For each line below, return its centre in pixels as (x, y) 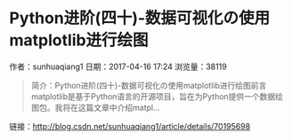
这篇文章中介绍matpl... (119, 107)
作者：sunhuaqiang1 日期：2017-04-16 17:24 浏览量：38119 (118, 66)
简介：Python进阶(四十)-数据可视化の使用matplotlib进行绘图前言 (149, 85)
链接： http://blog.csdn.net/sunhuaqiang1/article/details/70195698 (130, 126)
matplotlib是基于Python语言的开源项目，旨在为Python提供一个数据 (153, 96)
